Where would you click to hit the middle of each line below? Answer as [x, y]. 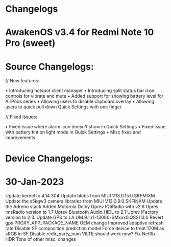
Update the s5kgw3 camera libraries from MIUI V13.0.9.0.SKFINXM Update [84, 201]
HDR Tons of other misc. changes [41, 239]
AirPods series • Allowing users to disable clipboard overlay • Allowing [80, 102]
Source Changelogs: [50, 66]
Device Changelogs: [49, 158]
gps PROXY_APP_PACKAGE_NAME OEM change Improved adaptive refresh [84, 223]
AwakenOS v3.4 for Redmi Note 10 [80, 32]
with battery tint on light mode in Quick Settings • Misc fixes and [73, 132]
